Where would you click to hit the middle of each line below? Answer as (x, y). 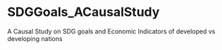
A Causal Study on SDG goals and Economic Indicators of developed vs (111, 31)
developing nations (35, 38)
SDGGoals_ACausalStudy (84, 12)
